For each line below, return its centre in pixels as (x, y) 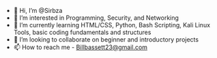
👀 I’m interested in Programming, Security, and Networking (96, 18)
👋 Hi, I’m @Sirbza (38, 11)
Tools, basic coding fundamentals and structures (82, 32)
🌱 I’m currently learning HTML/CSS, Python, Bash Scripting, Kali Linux (112, 25)
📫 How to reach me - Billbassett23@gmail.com (81, 47)
